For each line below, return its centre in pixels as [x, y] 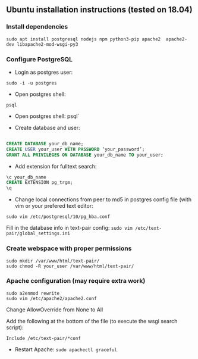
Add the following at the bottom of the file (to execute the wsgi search [92, 321]
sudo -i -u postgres [32, 83]
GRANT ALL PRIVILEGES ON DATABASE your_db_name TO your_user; [85, 155]
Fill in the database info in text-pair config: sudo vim [69, 228]
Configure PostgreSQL [40, 59]
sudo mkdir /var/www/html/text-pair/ [53, 261]
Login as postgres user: [44, 72]
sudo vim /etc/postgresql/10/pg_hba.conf [58, 217]
